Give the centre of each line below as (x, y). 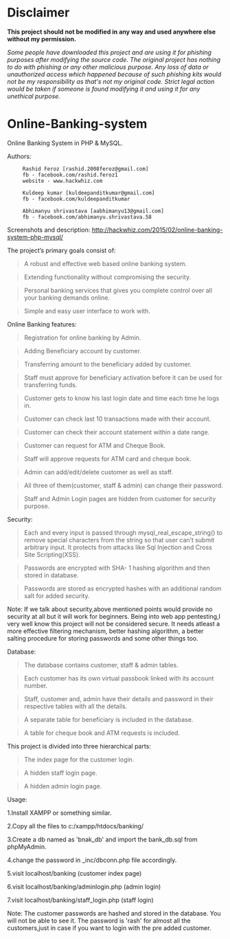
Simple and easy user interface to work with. (87, 311)
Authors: (19, 156)
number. (36, 685)
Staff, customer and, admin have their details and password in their (119, 698)
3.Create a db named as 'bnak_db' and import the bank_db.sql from (102, 839)
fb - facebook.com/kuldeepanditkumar (76, 199)
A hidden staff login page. (60, 773)
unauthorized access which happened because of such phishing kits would (114, 74)
